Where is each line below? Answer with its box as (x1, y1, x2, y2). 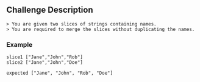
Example (6, 40, 33, 49)
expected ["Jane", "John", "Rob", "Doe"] (6, 70, 113, 77)
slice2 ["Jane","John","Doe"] (6, 60, 84, 66)
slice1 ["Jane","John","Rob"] (6, 54, 84, 60)
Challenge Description (6, 5, 93, 15)
